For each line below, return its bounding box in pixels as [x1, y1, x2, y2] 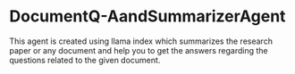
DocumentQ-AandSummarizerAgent [9, 6, 286, 27]
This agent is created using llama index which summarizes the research [9, 36, 273, 46]
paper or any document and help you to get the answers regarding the [9, 45, 268, 55]
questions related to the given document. [9, 54, 161, 65]
